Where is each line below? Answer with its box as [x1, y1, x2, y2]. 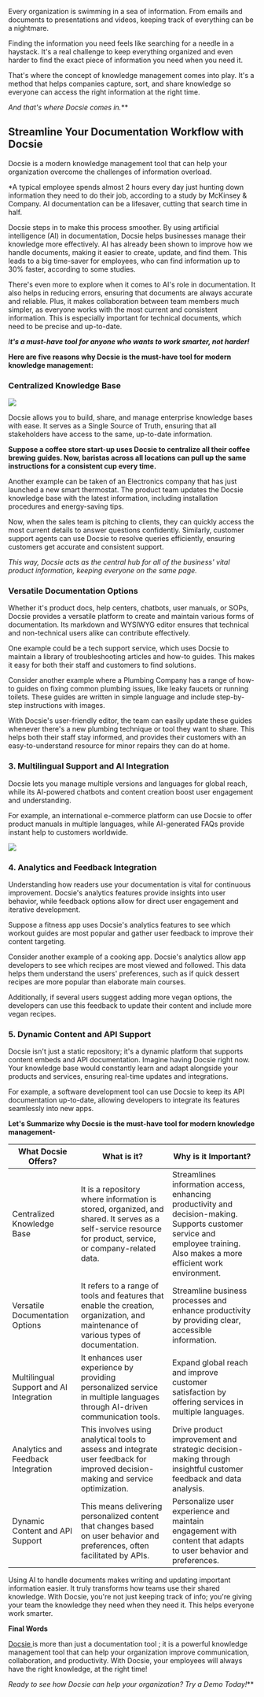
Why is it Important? [172, 1151, 251, 1162]
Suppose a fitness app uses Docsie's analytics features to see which [8, 921, 231, 929]
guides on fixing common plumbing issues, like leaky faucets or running [16, 684, 249, 694]
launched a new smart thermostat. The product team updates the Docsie [8, 485, 244, 495]
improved [80, 1464, 116, 1475]
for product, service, [80, 1233, 156, 1244]
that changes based [80, 1521, 155, 1532]
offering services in [171, 1397, 244, 1408]
